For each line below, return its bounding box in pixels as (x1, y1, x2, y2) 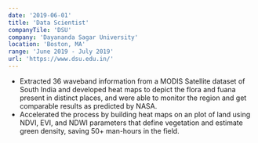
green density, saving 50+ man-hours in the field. (19, 126, 180, 135)
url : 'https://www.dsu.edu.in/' (8, 55, 114, 63)
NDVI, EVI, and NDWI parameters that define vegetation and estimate (19, 118, 243, 127)
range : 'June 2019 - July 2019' (8, 48, 114, 55)
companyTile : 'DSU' (8, 26, 72, 34)
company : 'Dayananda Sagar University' (8, 33, 139, 41)
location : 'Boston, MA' (8, 41, 86, 48)
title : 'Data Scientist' (8, 19, 89, 27)
